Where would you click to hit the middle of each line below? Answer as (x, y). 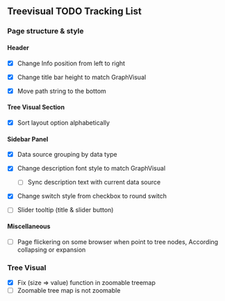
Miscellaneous (29, 226)
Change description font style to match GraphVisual (91, 169)
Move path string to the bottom (61, 91)
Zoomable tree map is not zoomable (69, 291)
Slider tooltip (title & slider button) (65, 210)
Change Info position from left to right (71, 63)
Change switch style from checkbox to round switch (92, 196)
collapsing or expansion (51, 250)
